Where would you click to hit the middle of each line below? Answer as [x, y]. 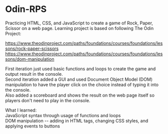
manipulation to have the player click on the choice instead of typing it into [82, 84]
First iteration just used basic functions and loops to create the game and [80, 69]
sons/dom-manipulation [30, 59]
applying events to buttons [32, 126]
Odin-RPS [26, 9]
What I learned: [21, 110]
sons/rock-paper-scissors [32, 48]
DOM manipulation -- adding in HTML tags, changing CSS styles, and [77, 121]
